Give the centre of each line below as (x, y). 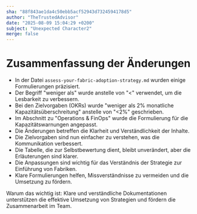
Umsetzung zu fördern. (44, 182)
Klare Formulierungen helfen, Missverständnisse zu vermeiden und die (102, 175)
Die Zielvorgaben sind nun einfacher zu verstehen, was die (87, 137)
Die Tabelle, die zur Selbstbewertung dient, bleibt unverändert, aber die (103, 150)
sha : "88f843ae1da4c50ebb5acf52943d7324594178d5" (69, 12)
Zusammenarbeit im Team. (39, 206)
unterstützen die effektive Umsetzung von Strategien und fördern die (91, 200)
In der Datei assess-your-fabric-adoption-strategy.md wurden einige (100, 80)
